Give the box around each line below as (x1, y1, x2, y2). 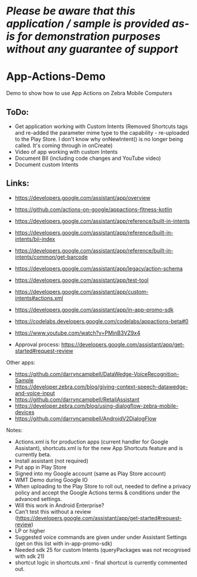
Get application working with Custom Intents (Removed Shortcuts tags (14, 123, 188, 130)
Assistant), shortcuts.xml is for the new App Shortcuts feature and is (14, 444, 183, 451)
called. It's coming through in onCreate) (14, 142, 113, 149)
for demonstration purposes (17, 30, 161, 43)
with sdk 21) (14, 552, 45, 560)
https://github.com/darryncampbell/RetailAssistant (14, 396, 140, 403)
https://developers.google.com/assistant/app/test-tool (14, 277, 149, 284)
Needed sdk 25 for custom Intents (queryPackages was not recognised (14, 546, 191, 553)
